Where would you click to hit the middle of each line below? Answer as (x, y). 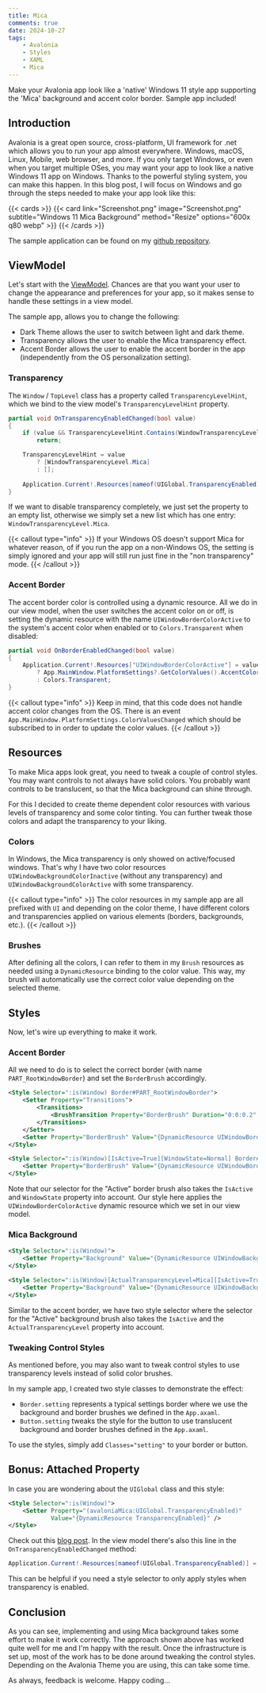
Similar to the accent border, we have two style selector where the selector (131, 1310)
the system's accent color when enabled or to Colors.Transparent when (126, 627)
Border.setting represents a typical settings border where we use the (133, 1404)
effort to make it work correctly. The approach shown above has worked (126, 1639)
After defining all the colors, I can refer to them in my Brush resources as (126, 963)
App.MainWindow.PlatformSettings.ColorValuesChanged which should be (125, 719)
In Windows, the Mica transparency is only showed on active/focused (122, 859)
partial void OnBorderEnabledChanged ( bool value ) (92, 650)
